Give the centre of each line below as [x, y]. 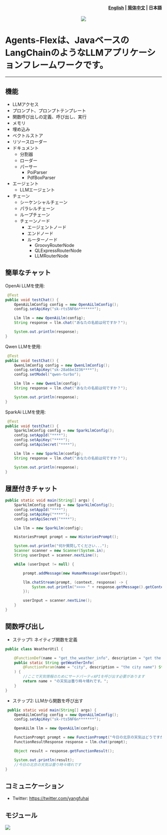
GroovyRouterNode [54, 245]
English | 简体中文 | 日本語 [135, 7]
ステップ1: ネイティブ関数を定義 [45, 639]
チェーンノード [35, 221]
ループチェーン [35, 214]
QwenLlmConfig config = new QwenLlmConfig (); [62, 365]
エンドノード [40, 233]
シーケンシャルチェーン [44, 202]
